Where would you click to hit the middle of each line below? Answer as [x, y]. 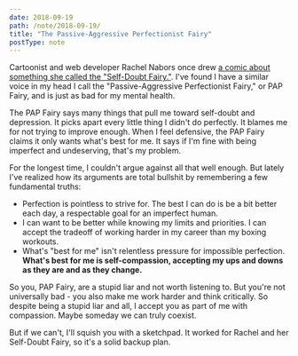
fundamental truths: [45, 186]
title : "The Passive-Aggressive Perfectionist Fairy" [111, 34]
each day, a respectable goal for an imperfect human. [120, 213]
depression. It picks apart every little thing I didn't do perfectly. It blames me [149, 123]
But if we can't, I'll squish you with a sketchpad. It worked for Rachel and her [149, 333]
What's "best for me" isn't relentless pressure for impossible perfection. [153, 251]
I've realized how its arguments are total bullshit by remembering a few [139, 178]
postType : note [37, 42]
